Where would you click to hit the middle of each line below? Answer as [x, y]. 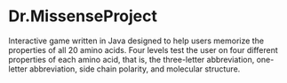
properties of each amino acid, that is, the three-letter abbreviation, [132, 59]
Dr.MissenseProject [83, 16]
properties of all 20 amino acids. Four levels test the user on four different [143, 49]
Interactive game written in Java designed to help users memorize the [136, 41]
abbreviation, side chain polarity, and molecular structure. [135, 69]
